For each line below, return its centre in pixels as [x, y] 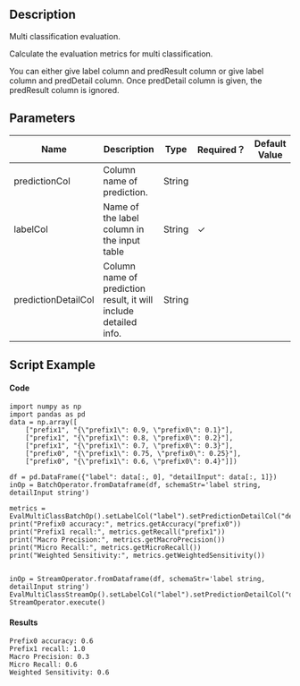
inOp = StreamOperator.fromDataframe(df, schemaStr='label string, [137, 579]
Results [24, 622]
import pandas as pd [48, 415]
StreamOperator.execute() [57, 603]
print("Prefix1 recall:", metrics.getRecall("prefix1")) [117, 532]
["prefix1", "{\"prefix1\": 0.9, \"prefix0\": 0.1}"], [129, 430]
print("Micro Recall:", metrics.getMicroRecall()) [105, 548]
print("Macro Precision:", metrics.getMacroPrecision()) [117, 540]
